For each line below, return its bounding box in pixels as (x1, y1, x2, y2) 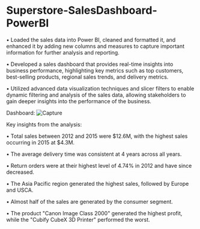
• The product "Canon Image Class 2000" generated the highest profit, (6, 209, 183, 216)
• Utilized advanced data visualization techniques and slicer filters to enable (6, 85, 195, 92)
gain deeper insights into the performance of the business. (6, 97, 152, 105)
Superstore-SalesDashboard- (6, 4, 157, 17)
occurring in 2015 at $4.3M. (6, 138, 75, 146)
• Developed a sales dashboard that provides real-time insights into (6, 61, 174, 68)
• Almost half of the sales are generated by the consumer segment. (6, 198, 173, 205)
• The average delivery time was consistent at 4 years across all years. (6, 150, 182, 158)
